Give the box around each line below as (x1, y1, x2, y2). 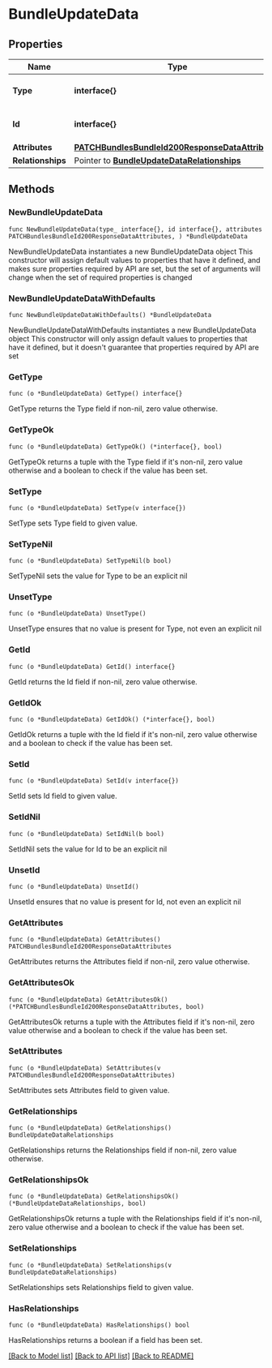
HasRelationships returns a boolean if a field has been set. (8, 1336, 203, 1345)
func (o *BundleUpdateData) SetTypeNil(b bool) (8, 557, 172, 565)
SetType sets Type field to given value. (8, 518, 138, 528)
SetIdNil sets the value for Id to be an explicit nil (8, 844, 168, 854)
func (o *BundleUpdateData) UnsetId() (8, 882, 139, 890)
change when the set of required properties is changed (8, 272, 193, 282)
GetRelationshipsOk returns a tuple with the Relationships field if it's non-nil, (8, 1214, 262, 1224)
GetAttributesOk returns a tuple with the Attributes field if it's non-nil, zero (8, 1017, 255, 1027)
